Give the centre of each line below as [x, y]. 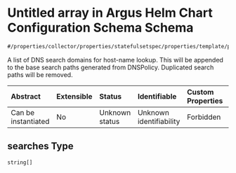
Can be [23, 112]
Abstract [26, 96]
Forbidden [204, 117]
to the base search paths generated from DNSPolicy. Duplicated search [111, 67]
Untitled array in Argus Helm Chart [110, 13]
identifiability [159, 121]
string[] [20, 162]
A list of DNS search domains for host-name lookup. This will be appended [115, 60]
